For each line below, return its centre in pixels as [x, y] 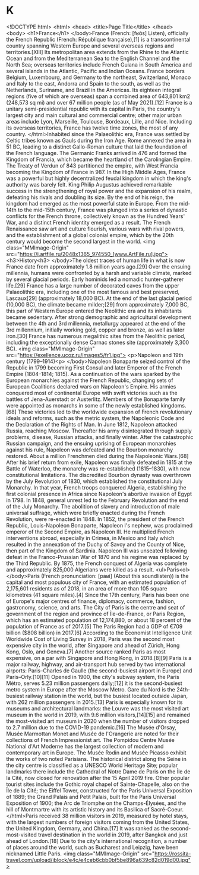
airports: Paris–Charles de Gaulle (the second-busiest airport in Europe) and [99, 670]
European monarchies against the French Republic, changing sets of [90, 380]
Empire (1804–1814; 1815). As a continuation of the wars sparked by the [93, 374]
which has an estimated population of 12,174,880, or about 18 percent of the [99, 620]
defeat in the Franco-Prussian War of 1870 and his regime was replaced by [97, 557]
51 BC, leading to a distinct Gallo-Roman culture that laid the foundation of [97, 147]
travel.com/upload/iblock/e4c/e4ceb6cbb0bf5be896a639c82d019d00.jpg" [99, 860]
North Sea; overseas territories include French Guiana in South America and [99, 64]
